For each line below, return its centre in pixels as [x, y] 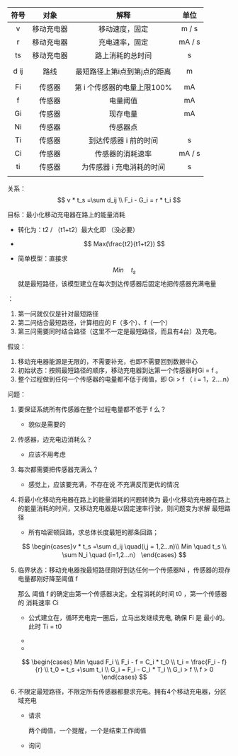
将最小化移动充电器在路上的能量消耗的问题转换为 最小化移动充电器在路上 [124, 499]
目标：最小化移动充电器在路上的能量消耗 [66, 214]
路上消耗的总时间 [123, 56]
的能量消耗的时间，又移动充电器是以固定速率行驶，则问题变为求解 [114, 508]
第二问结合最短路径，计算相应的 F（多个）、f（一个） [95, 322]
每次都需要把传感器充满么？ [58, 469]
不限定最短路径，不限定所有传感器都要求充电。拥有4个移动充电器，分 [119, 691]
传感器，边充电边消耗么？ [55, 439]
